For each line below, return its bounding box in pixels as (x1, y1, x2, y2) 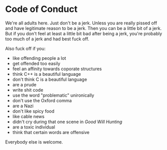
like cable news (12, 113, 45, 119)
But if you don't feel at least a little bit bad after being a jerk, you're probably (5, 30, 162, 36)
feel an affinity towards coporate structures (12, 66, 102, 72)
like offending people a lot (12, 55, 66, 61)
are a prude (12, 81, 36, 88)
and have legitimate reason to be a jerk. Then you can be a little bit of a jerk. (5, 25, 162, 31)
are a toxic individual (12, 124, 55, 130)
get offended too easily (12, 60, 60, 66)
